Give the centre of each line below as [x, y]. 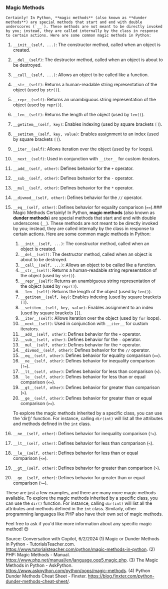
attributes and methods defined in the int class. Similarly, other [71, 509]
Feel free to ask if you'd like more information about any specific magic [79, 524]
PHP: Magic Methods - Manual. [38, 555]
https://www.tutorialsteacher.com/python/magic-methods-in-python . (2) [80, 549]
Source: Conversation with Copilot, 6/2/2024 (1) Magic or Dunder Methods [82, 539]
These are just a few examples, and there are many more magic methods [81, 493]
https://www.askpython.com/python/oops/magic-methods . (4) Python [78, 571]
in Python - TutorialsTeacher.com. [40, 544]
